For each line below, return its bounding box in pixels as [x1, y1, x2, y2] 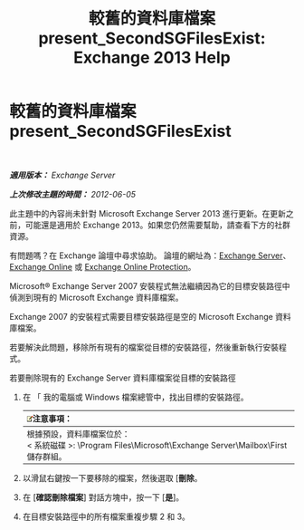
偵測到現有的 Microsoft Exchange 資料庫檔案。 [9, 292, 184, 303]
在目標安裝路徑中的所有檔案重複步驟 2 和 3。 [22, 511, 190, 522]
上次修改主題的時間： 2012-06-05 [9, 188, 137, 199]
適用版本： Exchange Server [9, 169, 116, 180]
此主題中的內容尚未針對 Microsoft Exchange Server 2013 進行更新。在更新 [9, 207, 287, 218]
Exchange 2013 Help [73, 47, 231, 68]
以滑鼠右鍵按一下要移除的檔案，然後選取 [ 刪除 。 [22, 473, 203, 484]
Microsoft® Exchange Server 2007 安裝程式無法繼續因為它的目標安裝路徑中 [9, 280, 291, 291]
